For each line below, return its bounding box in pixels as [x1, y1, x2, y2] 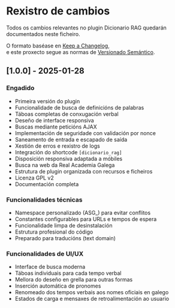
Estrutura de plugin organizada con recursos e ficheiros [14, 168, 153, 175]
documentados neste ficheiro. [6, 30, 80, 37]
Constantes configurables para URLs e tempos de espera [14, 215, 157, 223]
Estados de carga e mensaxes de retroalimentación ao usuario [14, 295, 170, 303]
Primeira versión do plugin [14, 97, 80, 104]
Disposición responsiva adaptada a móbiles [14, 155, 123, 162]
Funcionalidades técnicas [6, 195, 83, 204]
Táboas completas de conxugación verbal [14, 110, 119, 118]
